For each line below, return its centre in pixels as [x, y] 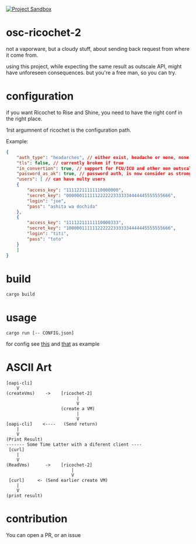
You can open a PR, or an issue [43, 535]
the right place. [24, 118]
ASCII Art [29, 368]
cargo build [20, 295]
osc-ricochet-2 [44, 33]
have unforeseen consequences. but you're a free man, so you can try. [91, 73]
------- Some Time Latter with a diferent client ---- [74, 445]
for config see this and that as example [53, 344]
